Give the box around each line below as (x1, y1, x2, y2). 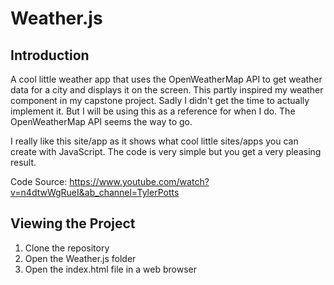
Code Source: (10, 176, 68, 187)
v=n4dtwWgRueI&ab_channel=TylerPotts (10, 187, 180, 198)
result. (10, 157, 37, 168)
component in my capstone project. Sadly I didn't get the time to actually (10, 95, 310, 106)
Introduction (10, 47, 90, 64)
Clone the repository (24, 242, 110, 254)
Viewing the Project (10, 215, 136, 232)
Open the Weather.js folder (24, 252, 137, 264)
